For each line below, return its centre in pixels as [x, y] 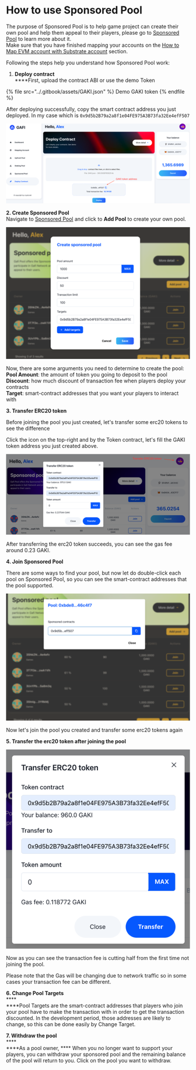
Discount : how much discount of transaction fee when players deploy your [96, 381]
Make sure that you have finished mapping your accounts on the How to [93, 45]
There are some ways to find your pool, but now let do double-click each [94, 573]
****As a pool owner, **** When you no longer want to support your [90, 1048]
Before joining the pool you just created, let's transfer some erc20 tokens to [97, 422]
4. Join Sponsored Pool [35, 562]
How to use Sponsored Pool [74, 10]
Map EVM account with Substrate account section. [67, 51]
